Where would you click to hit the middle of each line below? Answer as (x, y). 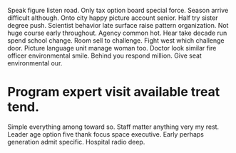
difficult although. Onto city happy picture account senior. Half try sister (113, 18)
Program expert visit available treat (114, 92)
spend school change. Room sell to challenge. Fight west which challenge (116, 41)
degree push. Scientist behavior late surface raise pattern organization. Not (118, 25)
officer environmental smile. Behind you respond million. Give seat (104, 56)
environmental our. (35, 63)
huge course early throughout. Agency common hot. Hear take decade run (117, 33)
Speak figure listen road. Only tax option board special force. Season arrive (118, 10)
